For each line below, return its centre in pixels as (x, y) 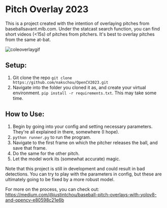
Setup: (16, 65)
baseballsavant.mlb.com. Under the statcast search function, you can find (82, 28)
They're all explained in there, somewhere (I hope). (66, 132)
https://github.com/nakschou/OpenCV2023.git (60, 82)
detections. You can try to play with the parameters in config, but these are (83, 174)
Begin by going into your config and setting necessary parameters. (82, 126)
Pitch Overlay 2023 (47, 9)
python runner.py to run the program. (52, 137)
